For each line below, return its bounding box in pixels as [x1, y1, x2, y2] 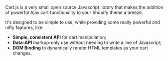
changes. [12, 50, 32, 56]
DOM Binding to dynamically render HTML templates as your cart [12, 45, 148, 50]
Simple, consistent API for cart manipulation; [12, 34, 107, 40]
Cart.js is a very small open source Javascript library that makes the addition [5, 4, 163, 10]
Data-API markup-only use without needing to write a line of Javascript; [12, 39, 162, 45]
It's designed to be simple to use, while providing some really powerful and [5, 19, 160, 25]
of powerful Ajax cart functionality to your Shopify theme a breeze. [5, 9, 143, 15]
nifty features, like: [5, 24, 44, 30]
